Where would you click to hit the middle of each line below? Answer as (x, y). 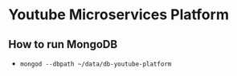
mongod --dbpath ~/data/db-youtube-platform (96, 64)
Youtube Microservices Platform (118, 15)
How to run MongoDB (63, 44)
